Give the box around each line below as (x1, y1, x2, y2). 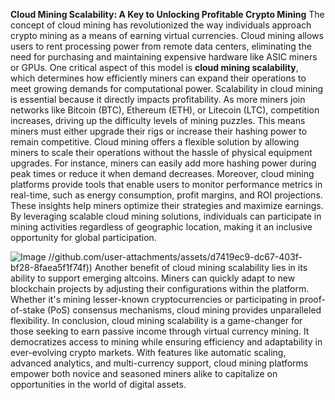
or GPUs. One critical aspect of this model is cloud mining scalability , (10, 62, 299, 73)
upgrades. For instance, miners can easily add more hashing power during (10, 157, 317, 169)
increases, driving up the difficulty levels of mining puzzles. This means (10, 115, 306, 126)
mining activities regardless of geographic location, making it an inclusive (10, 221, 313, 233)
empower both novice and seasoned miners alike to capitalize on (10, 368, 278, 379)
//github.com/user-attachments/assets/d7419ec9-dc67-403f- (48, 251, 303, 263)
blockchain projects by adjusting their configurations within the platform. (10, 283, 310, 294)
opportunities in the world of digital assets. (10, 379, 187, 390)
